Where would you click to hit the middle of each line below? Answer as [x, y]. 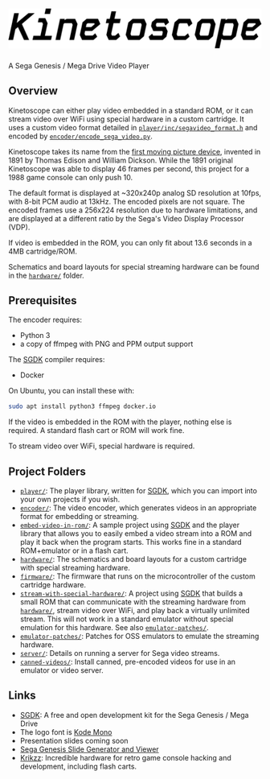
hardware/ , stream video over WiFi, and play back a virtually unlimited [135, 610]
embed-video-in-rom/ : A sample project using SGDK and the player [130, 525]
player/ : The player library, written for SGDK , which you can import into [138, 490]
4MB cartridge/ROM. [43, 251]
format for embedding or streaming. [79, 516]
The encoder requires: [45, 320]
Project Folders [47, 471]
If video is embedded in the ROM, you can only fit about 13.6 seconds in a [130, 242]
